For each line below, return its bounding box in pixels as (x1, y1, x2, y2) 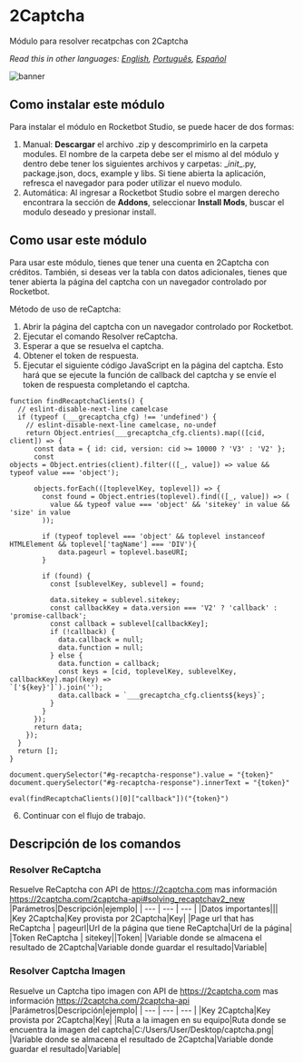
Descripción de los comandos (9, 836, 181, 851)
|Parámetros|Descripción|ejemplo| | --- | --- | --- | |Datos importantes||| (9, 903, 279, 914)
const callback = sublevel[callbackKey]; (49, 619, 209, 628)
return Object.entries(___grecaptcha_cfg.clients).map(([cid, (25, 428, 266, 437)
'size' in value (9, 508, 71, 517)
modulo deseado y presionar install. (22, 206, 157, 217)
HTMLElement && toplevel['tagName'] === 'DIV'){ (9, 540, 197, 549)
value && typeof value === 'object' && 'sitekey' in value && (49, 500, 290, 509)
